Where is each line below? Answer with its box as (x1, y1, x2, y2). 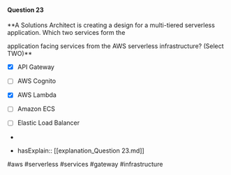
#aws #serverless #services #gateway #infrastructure (7, 160, 163, 168)
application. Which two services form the (7, 29, 126, 37)
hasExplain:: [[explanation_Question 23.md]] (17, 146, 144, 155)
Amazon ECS (17, 105, 56, 113)
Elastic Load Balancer (17, 119, 80, 127)
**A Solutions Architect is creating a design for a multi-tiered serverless (7, 21, 215, 29)
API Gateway (17, 63, 54, 71)
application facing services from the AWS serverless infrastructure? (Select (7, 42, 225, 50)
